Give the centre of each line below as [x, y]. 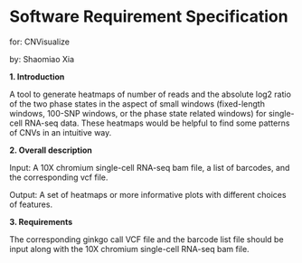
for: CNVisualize [40, 42]
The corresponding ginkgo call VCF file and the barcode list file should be [146, 239]
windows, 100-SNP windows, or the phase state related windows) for [138, 113]
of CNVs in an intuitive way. [61, 132]
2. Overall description [51, 150]
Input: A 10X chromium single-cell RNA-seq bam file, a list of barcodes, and [150, 167]
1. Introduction [37, 76]
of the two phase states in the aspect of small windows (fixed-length [137, 103]
